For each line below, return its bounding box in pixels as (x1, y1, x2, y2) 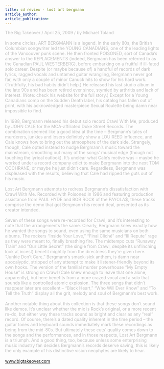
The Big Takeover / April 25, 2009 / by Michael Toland (5, 30, 114, 36)
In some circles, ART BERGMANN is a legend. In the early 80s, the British (5, 40, 153, 46)
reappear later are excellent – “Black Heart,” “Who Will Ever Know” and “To (5, 285, 156, 291)
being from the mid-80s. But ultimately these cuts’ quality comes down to (5, 327, 153, 333)
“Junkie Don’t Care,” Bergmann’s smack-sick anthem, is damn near (5, 254, 140, 260)
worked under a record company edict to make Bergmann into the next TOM (5, 160, 159, 166)
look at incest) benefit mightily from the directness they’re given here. (5, 249, 146, 255)
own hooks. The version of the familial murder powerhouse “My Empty (5, 264, 148, 270)
